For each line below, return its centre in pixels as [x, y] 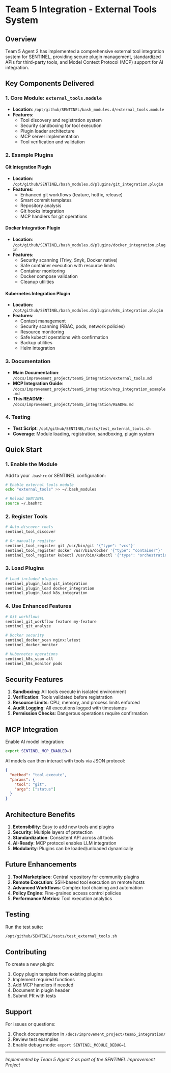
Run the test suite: [24, 927]
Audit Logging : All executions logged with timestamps [70, 708]
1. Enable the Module [31, 464]
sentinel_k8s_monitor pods [34, 663]
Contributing [26, 952]
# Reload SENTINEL [25, 499]
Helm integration [38, 348]
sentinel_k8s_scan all [29, 659]
